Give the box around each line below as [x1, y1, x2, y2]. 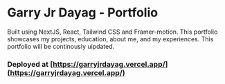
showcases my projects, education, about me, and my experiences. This [7, 34, 214, 43]
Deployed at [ [7, 59, 53, 69]
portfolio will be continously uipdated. [7, 42, 115, 50]
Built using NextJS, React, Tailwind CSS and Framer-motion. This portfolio [7, 28, 218, 36]
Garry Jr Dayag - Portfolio [7, 5, 158, 21]
